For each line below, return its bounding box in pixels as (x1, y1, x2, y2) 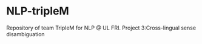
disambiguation (6, 30, 45, 37)
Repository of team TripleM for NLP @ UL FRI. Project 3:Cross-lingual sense (6, 24, 196, 31)
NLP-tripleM (6, 4, 70, 18)
